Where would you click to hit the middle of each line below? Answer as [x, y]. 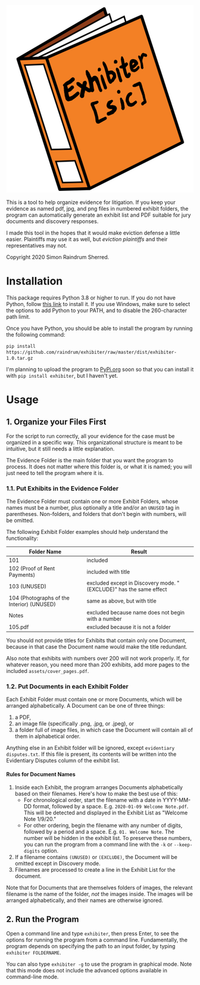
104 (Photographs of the [39, 598]
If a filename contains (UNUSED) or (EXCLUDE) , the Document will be [96, 857]
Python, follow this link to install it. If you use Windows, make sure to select [98, 304]
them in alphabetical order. [48, 736]
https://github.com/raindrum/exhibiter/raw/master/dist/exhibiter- [92, 352]
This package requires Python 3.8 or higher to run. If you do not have [91, 298]
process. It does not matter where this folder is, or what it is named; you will [99, 467]
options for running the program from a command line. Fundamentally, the [97, 940]
